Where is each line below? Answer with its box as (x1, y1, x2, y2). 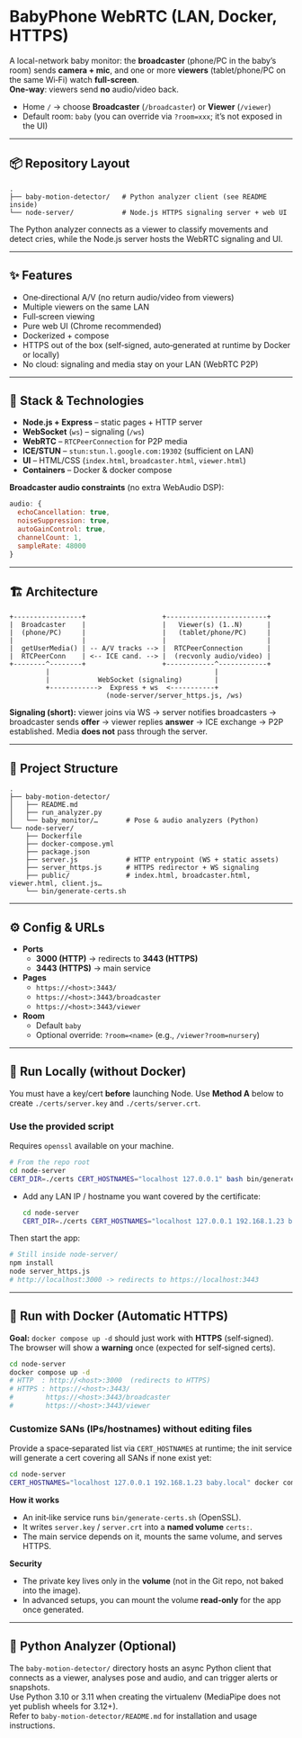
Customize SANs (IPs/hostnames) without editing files (9, 1422, 253, 1435)
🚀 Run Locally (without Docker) (9, 1064, 187, 1080)
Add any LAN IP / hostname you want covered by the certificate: (22, 1190, 261, 1202)
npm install (9, 1259, 54, 1268)
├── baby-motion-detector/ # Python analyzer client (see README (9, 192, 268, 202)
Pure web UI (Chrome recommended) (22, 320, 162, 331)
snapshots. (9, 1681, 51, 1692)
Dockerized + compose (22, 330, 110, 341)
